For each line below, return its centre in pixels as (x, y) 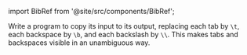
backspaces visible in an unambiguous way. (79, 43)
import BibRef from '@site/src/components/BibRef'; (91, 11)
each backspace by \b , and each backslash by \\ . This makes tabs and (123, 34)
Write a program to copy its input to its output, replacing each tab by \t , (124, 26)
